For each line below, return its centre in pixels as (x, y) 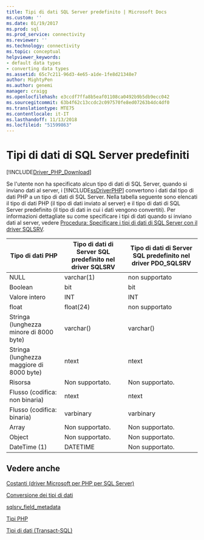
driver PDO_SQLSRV (161, 264)
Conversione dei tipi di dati (40, 495)
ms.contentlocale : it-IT (38, 114)
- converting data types (38, 68)
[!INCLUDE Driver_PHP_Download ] (49, 172)
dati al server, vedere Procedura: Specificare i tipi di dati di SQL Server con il (102, 223)
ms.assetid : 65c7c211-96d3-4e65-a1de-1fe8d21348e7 (72, 74)
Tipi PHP (17, 519)
